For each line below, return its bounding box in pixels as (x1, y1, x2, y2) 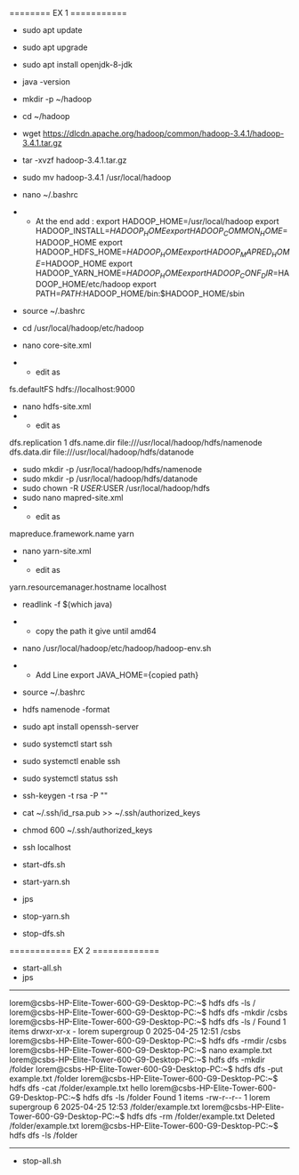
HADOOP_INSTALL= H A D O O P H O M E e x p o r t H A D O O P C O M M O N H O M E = (35, 226, 288, 238)
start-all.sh (21, 962, 62, 973)
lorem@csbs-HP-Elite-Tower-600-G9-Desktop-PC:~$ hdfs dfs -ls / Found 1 (9, 1017, 287, 1027)
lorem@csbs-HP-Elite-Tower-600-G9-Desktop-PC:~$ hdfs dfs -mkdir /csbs (9, 1007, 287, 1018)
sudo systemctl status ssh (21, 773, 118, 784)
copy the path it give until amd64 (35, 626, 158, 637)
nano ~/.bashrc (21, 189, 78, 199)
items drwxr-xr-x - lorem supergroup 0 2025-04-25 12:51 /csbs (9, 1026, 242, 1037)
